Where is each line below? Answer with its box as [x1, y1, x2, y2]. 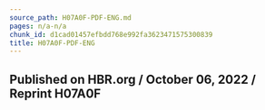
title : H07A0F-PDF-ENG [9, 38, 95, 48]
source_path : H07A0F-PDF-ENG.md [9, 13, 132, 23]
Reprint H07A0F [9, 86, 102, 101]
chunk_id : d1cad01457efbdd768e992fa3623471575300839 [9, 30, 213, 39]
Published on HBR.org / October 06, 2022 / [9, 71, 257, 87]
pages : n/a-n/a [9, 22, 67, 31]
